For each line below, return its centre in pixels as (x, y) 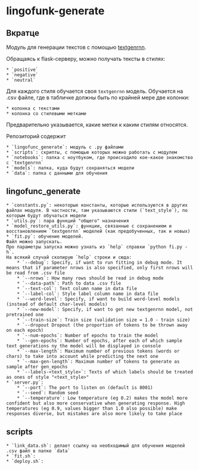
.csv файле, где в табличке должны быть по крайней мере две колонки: (98, 97)
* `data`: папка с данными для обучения (57, 173)
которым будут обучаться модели (46, 216)
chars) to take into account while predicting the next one (83, 356)
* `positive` (22, 70)
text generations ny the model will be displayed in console (84, 346)
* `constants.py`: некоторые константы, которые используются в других (97, 205)
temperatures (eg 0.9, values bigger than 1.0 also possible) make (92, 408)
